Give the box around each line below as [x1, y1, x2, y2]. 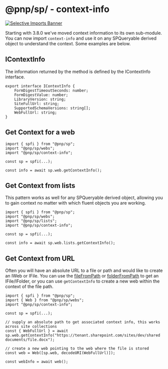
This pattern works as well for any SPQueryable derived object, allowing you [5, 195, 163, 201]
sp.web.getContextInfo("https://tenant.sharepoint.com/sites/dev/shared [5, 333, 160, 338]
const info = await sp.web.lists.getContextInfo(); [5, 240, 115, 246]
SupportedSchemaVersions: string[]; [14, 106, 91, 111]
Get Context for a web [5, 128, 75, 137]
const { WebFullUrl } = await [5, 328, 69, 334]
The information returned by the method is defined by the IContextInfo [5, 68, 150, 74]
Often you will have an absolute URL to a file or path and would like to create [5, 267, 163, 273]
